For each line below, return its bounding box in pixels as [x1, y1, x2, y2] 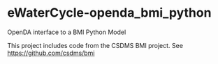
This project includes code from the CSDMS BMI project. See [7, 41, 184, 49]
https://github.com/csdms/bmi [7, 49, 95, 57]
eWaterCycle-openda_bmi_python [7, 5, 212, 21]
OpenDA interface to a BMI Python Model [7, 28, 126, 36]
